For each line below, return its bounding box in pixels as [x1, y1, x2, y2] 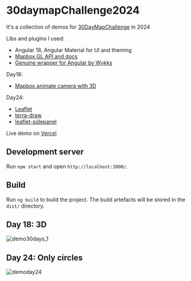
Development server [6, 147, 84, 157]
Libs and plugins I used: [6, 35, 64, 42]
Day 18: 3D [6, 219, 47, 230]
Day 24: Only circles [6, 252, 83, 263]
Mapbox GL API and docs [14, 53, 78, 60]
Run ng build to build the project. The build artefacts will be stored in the [6, 196, 186, 203]
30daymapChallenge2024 [6, 4, 140, 17]
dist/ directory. [6, 202, 45, 209]
